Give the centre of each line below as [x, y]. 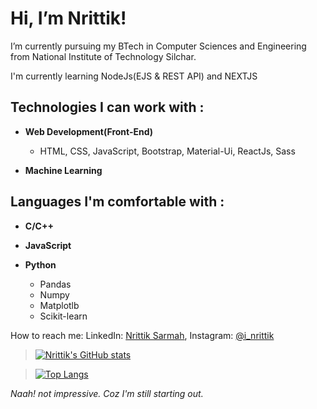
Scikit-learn [63, 316]
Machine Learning [63, 170]
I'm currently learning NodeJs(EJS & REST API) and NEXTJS [134, 76]
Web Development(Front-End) [89, 131]
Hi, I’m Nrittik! [68, 18]
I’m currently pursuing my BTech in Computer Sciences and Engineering [158, 46]
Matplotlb [59, 305]
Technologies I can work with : [107, 107]
